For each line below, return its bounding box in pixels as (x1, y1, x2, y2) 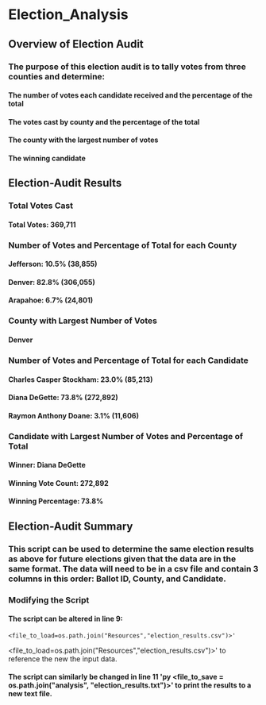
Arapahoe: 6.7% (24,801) (8, 295, 94, 305)
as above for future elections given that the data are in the (8, 553, 237, 564)
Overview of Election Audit (8, 37, 145, 51)
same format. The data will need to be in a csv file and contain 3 (8, 563, 259, 574)
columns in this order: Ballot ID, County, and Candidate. (8, 573, 226, 584)
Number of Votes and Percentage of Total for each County (8, 240, 237, 251)
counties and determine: (8, 71, 106, 82)
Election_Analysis (8, 6, 129, 24)
